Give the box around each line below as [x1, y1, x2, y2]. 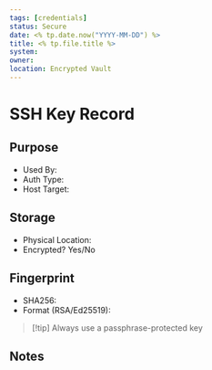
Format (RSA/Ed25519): [22, 304, 111, 315]
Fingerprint [9, 270, 75, 286]
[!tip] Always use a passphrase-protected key [31, 322, 203, 333]
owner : [9, 56, 35, 65]
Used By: [22, 164, 57, 174]
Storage [9, 210, 56, 226]
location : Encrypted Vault [9, 65, 112, 74]
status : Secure [9, 22, 67, 31]
